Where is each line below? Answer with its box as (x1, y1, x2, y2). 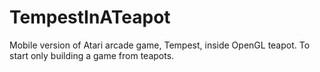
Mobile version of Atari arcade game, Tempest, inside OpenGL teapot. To (9, 39, 311, 51)
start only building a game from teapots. (9, 49, 175, 61)
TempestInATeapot (9, 6, 171, 29)
